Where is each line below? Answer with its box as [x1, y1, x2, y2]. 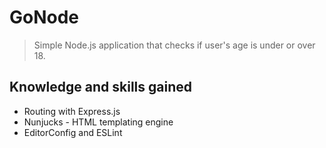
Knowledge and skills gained [9, 79, 193, 96]
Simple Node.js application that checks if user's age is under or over [33, 39, 316, 51]
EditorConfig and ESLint [23, 126, 123, 138]
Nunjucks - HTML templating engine [23, 116, 174, 128]
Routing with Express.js [23, 105, 121, 117]
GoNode [9, 6, 80, 29]
